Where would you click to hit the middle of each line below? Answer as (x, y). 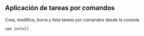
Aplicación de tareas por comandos (60, 8)
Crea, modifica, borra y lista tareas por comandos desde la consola (72, 19)
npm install (17, 29)
